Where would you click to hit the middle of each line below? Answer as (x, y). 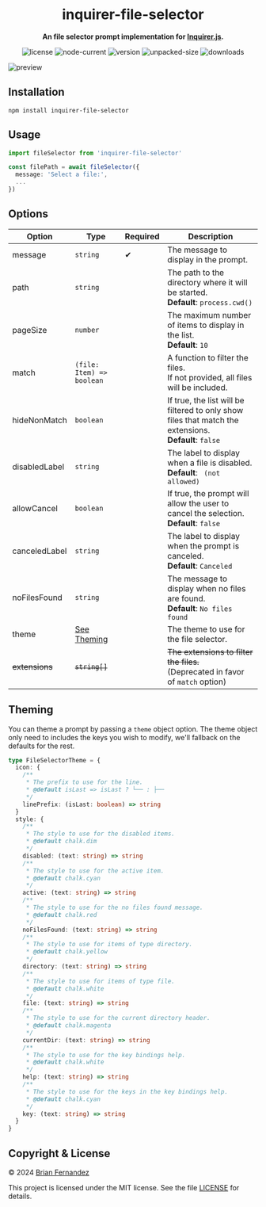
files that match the (203, 420)
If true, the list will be (206, 400)
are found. (186, 598)
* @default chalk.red (61, 915)
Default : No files (200, 608)
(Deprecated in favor (206, 671)
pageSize (30, 330)
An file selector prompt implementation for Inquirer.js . (133, 36)
